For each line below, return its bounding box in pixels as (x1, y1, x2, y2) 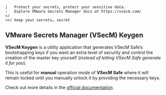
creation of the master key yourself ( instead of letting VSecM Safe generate (5, 54, 161, 60)
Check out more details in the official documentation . (5, 84, 114, 90)
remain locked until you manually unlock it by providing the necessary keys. (5, 75, 161, 81)
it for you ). (5, 60, 26, 66)
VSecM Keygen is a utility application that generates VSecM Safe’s (5, 44, 143, 50)
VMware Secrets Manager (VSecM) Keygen (5, 31, 144, 40)
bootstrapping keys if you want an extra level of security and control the (5, 49, 153, 55)
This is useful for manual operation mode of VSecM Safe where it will (5, 69, 149, 75)
